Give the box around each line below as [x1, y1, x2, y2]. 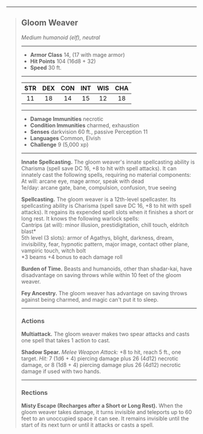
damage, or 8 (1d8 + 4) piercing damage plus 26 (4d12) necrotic [21, 362, 181, 369]
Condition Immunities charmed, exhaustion [30, 121, 140, 129]
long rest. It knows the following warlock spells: [21, 215, 140, 222]
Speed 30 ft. [30, 64, 62, 71]
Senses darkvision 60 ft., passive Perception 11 [30, 128, 148, 135]
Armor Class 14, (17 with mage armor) [30, 51, 125, 58]
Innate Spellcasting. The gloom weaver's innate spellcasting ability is [21, 158, 195, 165]
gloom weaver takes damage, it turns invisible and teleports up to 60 [21, 409, 192, 416]
